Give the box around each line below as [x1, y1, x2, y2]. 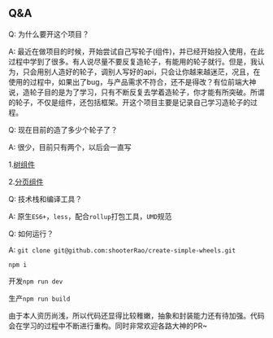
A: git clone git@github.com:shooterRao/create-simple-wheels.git [8, 244, 236, 255]
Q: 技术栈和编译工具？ [8, 194, 83, 204]
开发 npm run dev [8, 276, 63, 286]
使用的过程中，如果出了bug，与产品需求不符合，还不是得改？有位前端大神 [8, 77, 257, 86]
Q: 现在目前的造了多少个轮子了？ [8, 125, 118, 134]
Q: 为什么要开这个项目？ [8, 29, 89, 39]
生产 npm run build [8, 293, 71, 303]
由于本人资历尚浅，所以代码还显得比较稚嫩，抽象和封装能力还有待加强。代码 [8, 310, 265, 320]
